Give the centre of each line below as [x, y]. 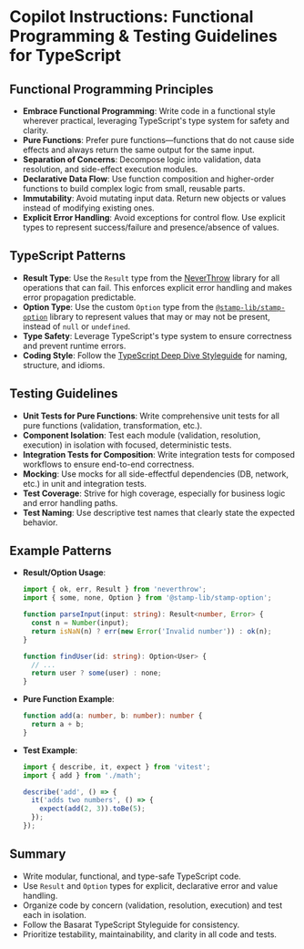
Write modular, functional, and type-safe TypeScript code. [132, 876]
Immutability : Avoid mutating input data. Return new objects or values [154, 198]
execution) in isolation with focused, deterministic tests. [127, 445]
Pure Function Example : [69, 699]
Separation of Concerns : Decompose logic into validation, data [142, 160]
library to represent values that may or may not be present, [160, 316]
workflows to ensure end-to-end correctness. [108, 464]
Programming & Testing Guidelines [143, 36]
